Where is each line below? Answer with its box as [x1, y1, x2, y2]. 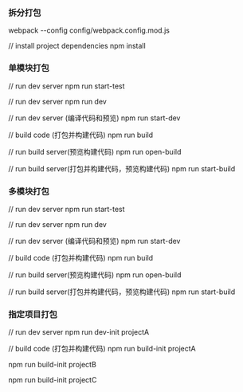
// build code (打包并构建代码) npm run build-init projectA [8, 344, 197, 354]
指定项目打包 [8, 308, 58, 319]
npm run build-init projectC [8, 375, 97, 385]
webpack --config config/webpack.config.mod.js [8, 25, 170, 35]
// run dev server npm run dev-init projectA [8, 327, 150, 337]
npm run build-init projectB [8, 360, 97, 370]
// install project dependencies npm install [8, 41, 146, 51]
